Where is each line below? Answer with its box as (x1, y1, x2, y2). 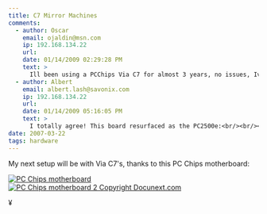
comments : (8, 19, 41, 27)
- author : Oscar (15, 26, 69, 34)
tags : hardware (8, 136, 59, 145)
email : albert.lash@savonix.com (22, 85, 130, 94)
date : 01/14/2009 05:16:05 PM (22, 108, 123, 116)
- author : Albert (15, 78, 73, 86)
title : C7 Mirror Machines (8, 11, 98, 20)
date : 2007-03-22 (8, 129, 66, 137)
